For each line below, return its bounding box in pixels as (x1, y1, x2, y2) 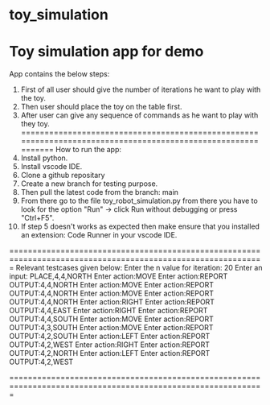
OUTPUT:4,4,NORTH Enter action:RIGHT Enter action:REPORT (9, 297, 215, 307)
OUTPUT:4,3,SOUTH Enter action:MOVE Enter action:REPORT (9, 323, 214, 333)
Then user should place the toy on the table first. (20, 102, 182, 112)
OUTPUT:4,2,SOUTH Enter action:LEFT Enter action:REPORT (9, 332, 211, 341)
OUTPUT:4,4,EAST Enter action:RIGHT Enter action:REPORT (9, 306, 208, 316)
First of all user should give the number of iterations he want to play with (20, 85, 261, 94)
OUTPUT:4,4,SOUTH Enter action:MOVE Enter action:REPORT (9, 314, 214, 324)
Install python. (20, 153, 68, 163)
